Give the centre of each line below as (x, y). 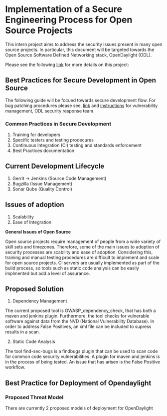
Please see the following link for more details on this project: (67, 64)
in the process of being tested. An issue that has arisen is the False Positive (83, 362)
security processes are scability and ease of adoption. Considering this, (79, 252)
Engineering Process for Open (69, 20)
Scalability (23, 216)
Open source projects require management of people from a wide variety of (83, 241)
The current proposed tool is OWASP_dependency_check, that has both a (81, 310)
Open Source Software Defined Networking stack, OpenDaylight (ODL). (79, 55)
